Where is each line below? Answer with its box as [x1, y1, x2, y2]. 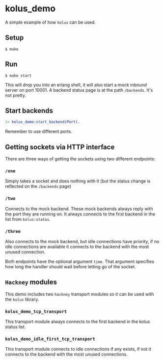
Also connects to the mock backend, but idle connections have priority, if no [5, 238, 160, 244]
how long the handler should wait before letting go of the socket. [5, 263, 136, 269]
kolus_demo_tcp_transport [5, 309, 67, 314]
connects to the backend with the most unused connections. [5, 351, 128, 358]
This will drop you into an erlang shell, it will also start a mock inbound [5, 82, 147, 88]
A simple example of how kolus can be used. [5, 19, 96, 25]
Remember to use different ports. [5, 129, 72, 135]
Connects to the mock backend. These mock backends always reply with [5, 206, 153, 212]
